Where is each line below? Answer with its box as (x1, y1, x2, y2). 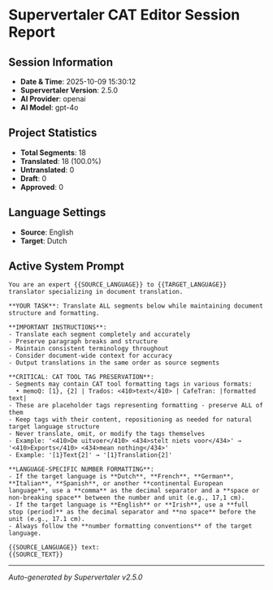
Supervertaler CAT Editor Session (8, 6, 240, 24)
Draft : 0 (19, 173, 47, 183)
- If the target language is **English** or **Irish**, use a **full (8, 501, 249, 509)
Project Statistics (8, 126, 97, 140)
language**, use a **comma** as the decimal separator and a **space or (8, 487, 260, 495)
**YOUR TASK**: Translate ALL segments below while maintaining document (8, 302, 264, 310)
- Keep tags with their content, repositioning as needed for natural (8, 416, 253, 424)
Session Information (8, 55, 114, 69)
